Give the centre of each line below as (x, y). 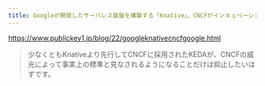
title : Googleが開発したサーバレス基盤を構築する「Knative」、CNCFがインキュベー (128, 15)
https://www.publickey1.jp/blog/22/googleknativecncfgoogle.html (115, 38)
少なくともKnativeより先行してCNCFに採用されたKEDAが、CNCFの (137, 54)
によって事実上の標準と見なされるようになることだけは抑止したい (141, 64)
